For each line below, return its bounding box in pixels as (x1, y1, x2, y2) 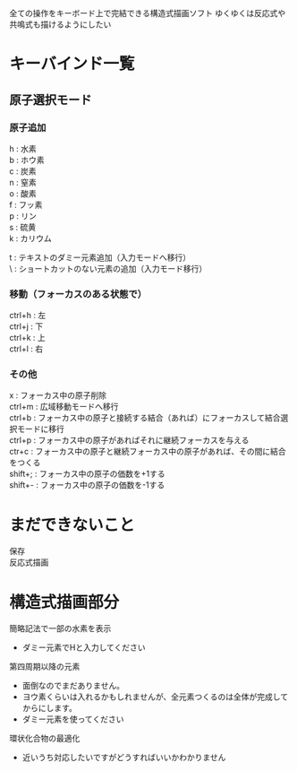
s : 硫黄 (9, 221, 37, 232)
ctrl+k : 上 (9, 333, 47, 343)
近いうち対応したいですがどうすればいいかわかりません (21, 752, 226, 763)
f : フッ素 (9, 199, 43, 210)
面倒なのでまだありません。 (21, 680, 125, 691)
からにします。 (21, 703, 78, 714)
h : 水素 (9, 143, 38, 154)
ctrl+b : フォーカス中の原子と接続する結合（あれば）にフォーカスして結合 (9, 412, 281, 423)
